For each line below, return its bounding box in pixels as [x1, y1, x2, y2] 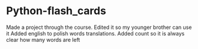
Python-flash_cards [6, 4, 107, 18]
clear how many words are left [6, 36, 80, 43]
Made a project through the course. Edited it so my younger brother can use [6, 24, 192, 31]
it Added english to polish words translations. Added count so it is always [6, 30, 185, 37]
